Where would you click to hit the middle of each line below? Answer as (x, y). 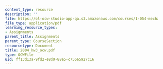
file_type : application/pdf (33, 23)
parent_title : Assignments (32, 37)
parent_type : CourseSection (33, 41)
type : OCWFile (19, 55)
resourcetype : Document (29, 46)
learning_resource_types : (31, 28)
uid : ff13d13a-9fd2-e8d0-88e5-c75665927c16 (50, 59)
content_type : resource (29, 9)
